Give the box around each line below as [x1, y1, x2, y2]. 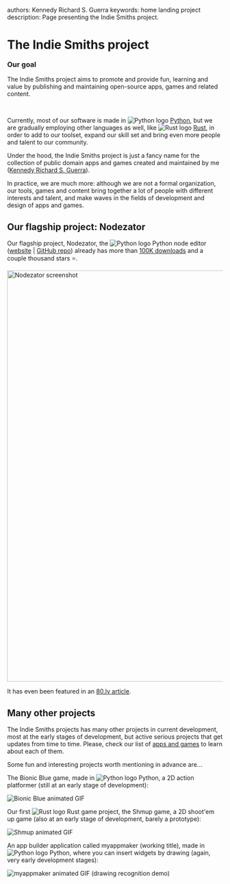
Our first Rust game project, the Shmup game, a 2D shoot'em [7, 807, 214, 815]
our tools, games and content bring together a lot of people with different [7, 186, 214, 195]
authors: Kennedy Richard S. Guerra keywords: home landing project [7, 6, 201, 14]
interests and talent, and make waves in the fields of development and [7, 194, 205, 202]
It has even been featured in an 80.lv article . [7, 687, 131, 696]
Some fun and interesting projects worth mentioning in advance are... [7, 760, 203, 768]
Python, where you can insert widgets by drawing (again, [49, 848, 211, 857]
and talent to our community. [7, 138, 89, 147]
